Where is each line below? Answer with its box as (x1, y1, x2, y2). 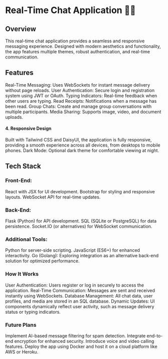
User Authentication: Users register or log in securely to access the (5, 282, 144, 288)
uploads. (5, 114, 24, 120)
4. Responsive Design (5, 125, 52, 131)
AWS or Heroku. (5, 348, 39, 354)
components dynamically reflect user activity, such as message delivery (5, 303, 154, 309)
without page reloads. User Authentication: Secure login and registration (5, 87, 155, 93)
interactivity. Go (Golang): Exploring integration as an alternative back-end (5, 253, 159, 259)
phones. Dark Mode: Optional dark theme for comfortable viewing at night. (5, 148, 159, 154)
